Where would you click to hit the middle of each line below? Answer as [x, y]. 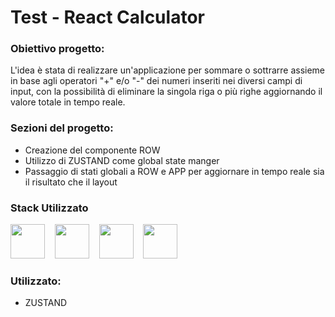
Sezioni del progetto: [62, 128]
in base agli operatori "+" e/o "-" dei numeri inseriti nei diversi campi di [156, 81]
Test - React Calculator [107, 17]
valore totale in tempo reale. [68, 102]
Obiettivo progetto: [57, 49]
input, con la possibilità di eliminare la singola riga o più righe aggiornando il [166, 92]
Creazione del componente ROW [92, 150]
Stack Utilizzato [49, 208]
